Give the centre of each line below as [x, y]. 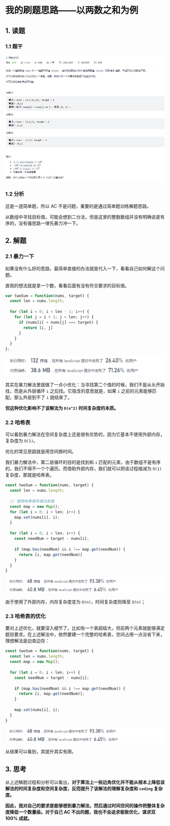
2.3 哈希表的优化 [26, 616]
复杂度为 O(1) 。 [22, 441]
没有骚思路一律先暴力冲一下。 [50, 223]
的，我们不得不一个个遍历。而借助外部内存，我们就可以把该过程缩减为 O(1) [83, 468]
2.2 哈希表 [18, 422]
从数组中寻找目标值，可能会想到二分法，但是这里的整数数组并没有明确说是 [83, 217]
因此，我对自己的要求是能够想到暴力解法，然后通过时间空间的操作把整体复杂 [85, 806]
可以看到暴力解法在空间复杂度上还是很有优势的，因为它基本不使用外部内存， [85, 435]
